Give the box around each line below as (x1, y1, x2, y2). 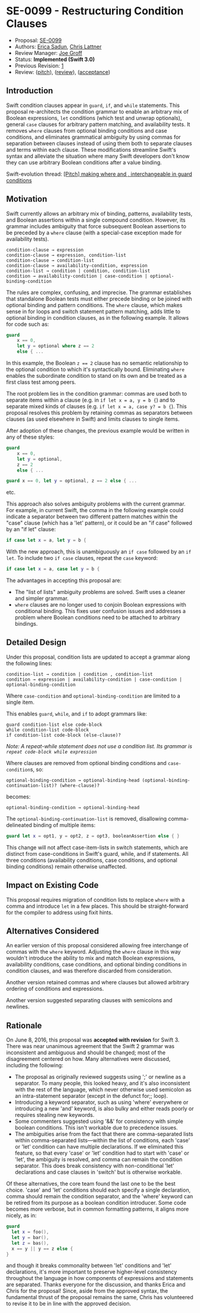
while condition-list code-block (6, 727, 89, 733)
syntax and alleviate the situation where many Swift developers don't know (6, 152, 190, 160)
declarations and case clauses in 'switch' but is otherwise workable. (14, 1168, 183, 1176)
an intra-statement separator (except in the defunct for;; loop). (14, 1092, 168, 1100)
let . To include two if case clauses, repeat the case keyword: (6, 555, 158, 562)
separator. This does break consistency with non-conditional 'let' (14, 1162, 174, 1170)
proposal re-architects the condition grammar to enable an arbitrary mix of (6, 108, 189, 115)
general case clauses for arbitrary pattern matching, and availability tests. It (6, 121, 190, 128)
